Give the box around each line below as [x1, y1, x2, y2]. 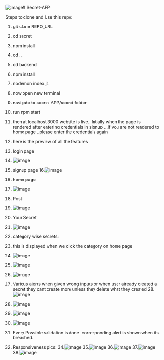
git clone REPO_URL [12, 24, 53, 29]
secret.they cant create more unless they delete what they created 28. [12, 286, 155, 292]
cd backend [12, 62, 37, 67]
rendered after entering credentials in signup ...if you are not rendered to [12, 124, 160, 129]
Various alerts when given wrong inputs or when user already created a [12, 281, 157, 287]
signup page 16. [12, 167, 45, 173]
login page [12, 148, 35, 154]
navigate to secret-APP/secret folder [12, 100, 87, 105]
